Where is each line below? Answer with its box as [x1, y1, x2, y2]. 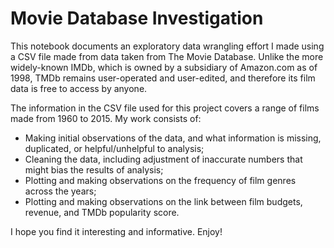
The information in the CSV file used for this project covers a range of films [10, 102, 320, 114]
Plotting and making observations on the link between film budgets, [24, 195, 303, 207]
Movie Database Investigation [10, 7, 264, 30]
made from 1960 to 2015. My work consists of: [10, 112, 202, 124]
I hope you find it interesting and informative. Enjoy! [10, 225, 223, 237]
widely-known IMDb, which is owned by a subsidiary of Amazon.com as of [10, 61, 318, 73]
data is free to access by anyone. [10, 82, 148, 94]
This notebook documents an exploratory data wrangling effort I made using [10, 40, 325, 52]
